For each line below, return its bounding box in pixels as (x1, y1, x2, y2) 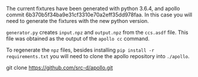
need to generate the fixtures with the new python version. (6, 18, 150, 24)
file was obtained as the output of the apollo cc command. (6, 35, 150, 42)
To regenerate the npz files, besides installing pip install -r (6, 46, 155, 53)
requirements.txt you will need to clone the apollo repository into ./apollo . (6, 53, 190, 59)
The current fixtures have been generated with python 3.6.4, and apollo (6, 5, 180, 12)
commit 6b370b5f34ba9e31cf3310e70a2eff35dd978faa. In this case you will (6, 11, 193, 18)
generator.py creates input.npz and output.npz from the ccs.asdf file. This (6, 29, 189, 36)
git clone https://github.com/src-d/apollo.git (6, 64, 113, 71)
